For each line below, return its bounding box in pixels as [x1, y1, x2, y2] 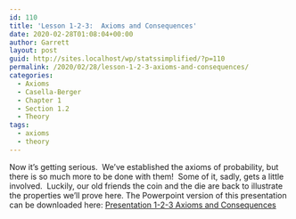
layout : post [9, 46, 58, 55]
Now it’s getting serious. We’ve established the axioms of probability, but [9, 161, 279, 172]
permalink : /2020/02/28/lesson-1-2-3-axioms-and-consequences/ [9, 63, 250, 72]
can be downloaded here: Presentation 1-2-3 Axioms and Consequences [9, 199, 276, 210]
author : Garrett [9, 37, 70, 47]
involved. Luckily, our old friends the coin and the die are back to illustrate [9, 180, 284, 191]
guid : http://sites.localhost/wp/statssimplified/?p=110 [9, 54, 226, 63]
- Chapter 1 [17, 95, 62, 105]
